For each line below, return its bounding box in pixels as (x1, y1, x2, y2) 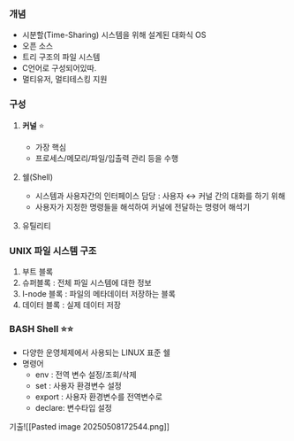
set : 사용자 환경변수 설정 (34, 381, 122, 391)
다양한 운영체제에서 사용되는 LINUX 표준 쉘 (21, 347, 170, 358)
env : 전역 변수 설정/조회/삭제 (34, 369, 137, 380)
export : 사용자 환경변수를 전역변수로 (34, 391, 163, 402)
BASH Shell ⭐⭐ (9, 322, 74, 335)
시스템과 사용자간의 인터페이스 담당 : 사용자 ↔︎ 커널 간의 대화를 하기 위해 (34, 190, 286, 201)
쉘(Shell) (21, 171, 54, 182)
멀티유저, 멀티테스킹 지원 (21, 73, 108, 85)
